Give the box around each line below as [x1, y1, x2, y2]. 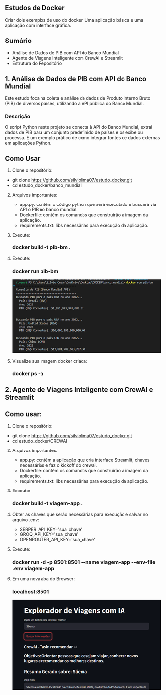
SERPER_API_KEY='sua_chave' [19, 526, 83, 532]
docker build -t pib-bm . [12, 244, 71, 251]
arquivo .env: [12, 516, 40, 523]
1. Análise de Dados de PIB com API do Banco [5, 75, 147, 83]
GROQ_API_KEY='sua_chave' [19, 531, 79, 537]
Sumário [5, 37, 32, 45]
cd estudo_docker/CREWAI [12, 438, 68, 444]
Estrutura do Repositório [12, 60, 62, 66]
